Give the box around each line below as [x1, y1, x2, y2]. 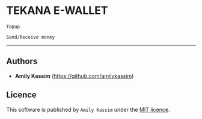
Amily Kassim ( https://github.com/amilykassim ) [14, 72, 134, 79]
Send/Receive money [6, 34, 55, 40]
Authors [6, 56, 38, 66]
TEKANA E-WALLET [6, 4, 108, 18]
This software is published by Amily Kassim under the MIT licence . [6, 106, 170, 113]
